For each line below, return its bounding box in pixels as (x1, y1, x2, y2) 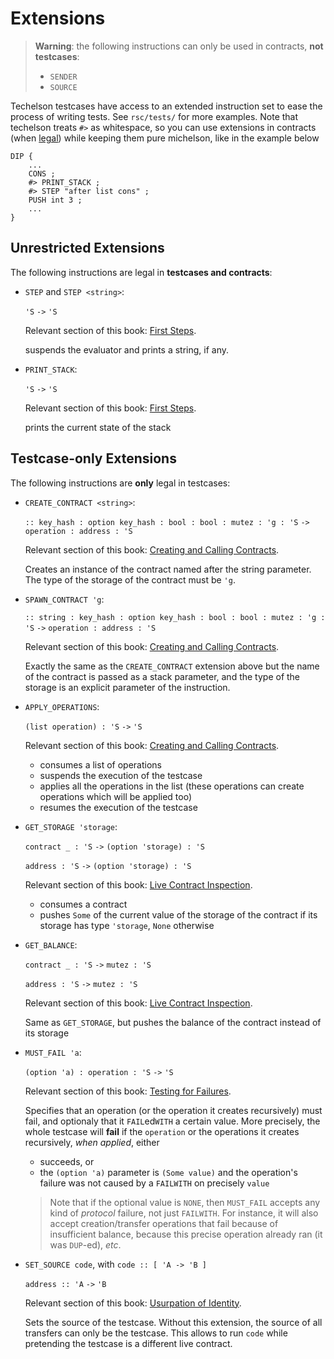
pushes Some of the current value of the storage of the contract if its (39, 908, 318, 921)
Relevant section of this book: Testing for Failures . (24, 1085, 232, 1097)
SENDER (49, 72, 78, 82)
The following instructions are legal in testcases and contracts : (10, 266, 273, 278)
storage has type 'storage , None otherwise (39, 919, 215, 931)
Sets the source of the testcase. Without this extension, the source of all (24, 1316, 323, 1328)
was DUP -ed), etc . (49, 1238, 122, 1251)
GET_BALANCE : (24, 938, 78, 951)
